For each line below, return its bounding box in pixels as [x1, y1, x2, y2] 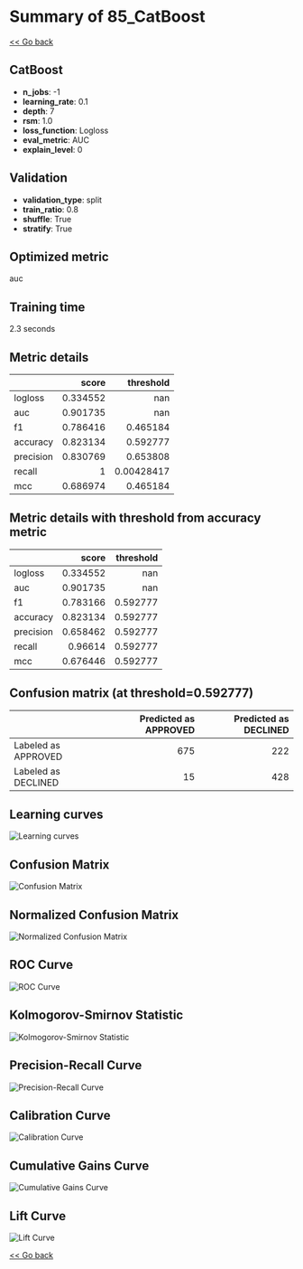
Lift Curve [9, 1208, 66, 1224]
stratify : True [22, 223, 73, 234]
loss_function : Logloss [22, 125, 109, 136]
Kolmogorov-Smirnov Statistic [9, 1008, 184, 1023]
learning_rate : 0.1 [22, 96, 88, 107]
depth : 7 [22, 106, 55, 117]
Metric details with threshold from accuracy [9, 511, 262, 526]
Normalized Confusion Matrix [9, 907, 179, 923]
